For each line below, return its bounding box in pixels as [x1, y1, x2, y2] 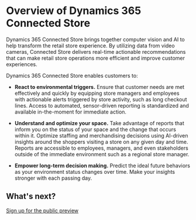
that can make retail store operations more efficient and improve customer [6, 54, 185, 61]
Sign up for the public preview [6, 207, 79, 214]
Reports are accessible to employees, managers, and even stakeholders [14, 145, 188, 152]
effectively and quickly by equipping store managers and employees [14, 90, 180, 97]
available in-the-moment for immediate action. [14, 108, 127, 115]
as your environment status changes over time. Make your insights [14, 168, 176, 175]
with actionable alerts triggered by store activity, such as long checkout [14, 95, 187, 103]
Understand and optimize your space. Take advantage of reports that [14, 119, 184, 126]
